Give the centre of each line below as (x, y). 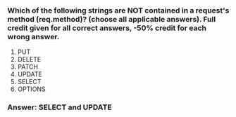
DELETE (29, 60)
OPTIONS (31, 89)
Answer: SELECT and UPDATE (60, 107)
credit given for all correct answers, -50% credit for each (107, 28)
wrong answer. (33, 36)
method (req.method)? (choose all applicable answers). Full (112, 19)
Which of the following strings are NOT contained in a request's (118, 11)
